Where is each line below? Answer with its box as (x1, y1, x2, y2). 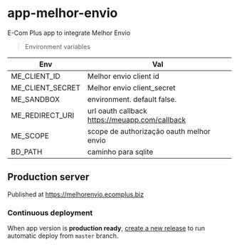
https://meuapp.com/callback (87, 115, 186, 125)
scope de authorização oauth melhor (87, 126, 211, 136)
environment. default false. (87, 94, 177, 104)
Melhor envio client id (87, 71, 160, 81)
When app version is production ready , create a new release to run (7, 224, 205, 233)
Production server (7, 171, 90, 183)
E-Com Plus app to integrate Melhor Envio (7, 28, 131, 37)
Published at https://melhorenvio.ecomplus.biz (7, 190, 144, 199)
